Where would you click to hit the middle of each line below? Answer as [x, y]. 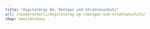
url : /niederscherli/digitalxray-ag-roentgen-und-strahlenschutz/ [75, 14]
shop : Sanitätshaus [25, 19]
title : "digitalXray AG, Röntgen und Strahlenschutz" [62, 10]
